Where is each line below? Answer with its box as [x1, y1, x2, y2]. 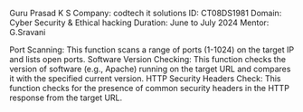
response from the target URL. [9, 92, 123, 103]
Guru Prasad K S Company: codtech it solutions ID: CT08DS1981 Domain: [9, 8, 282, 18]
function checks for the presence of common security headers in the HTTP [9, 83, 289, 93]
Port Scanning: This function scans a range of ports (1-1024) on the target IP [9, 44, 295, 55]
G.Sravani [9, 27, 46, 37]
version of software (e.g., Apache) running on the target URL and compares [9, 63, 291, 74]
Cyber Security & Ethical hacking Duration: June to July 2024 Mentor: [9, 17, 270, 28]
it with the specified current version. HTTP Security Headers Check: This [9, 73, 282, 84]
